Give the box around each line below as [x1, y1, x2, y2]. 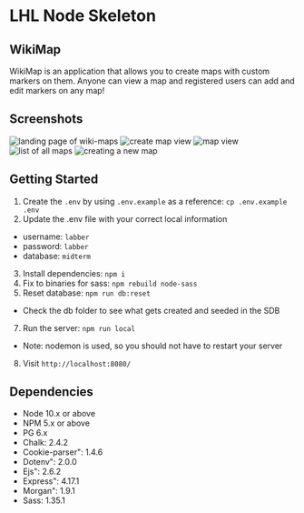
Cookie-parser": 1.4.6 [22, 447, 103, 458]
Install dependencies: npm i [22, 267, 125, 278]
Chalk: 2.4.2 [22, 438, 68, 448]
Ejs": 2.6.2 [22, 466, 62, 478]
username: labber [22, 231, 90, 242]
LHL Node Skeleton [9, 5, 157, 26]
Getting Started [9, 172, 99, 187]
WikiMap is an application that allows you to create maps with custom [9, 65, 270, 76]
